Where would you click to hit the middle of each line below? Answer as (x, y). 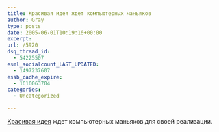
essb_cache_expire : (35, 77)
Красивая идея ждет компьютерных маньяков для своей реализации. (110, 121)
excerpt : (20, 39)
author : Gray (26, 20)
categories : (24, 90)
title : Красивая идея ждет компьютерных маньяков (79, 13)
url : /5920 (23, 45)
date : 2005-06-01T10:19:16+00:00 (55, 32)
